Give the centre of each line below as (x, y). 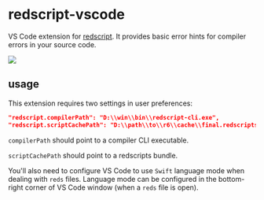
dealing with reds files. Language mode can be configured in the (113, 179)
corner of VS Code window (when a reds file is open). (112, 187)
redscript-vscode (67, 15)
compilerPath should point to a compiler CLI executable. (99, 140)
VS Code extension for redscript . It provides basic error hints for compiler (127, 36)
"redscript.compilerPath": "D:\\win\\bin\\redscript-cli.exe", (114, 117)
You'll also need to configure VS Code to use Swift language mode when (126, 170)
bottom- (232, 179)
